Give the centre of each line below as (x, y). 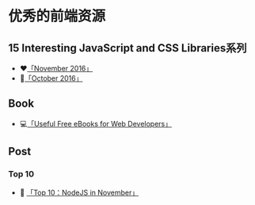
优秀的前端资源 (57, 16)
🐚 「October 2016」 (51, 78)
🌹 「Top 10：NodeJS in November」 (79, 192)
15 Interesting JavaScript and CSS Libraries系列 (127, 48)
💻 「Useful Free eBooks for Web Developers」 (96, 123)
